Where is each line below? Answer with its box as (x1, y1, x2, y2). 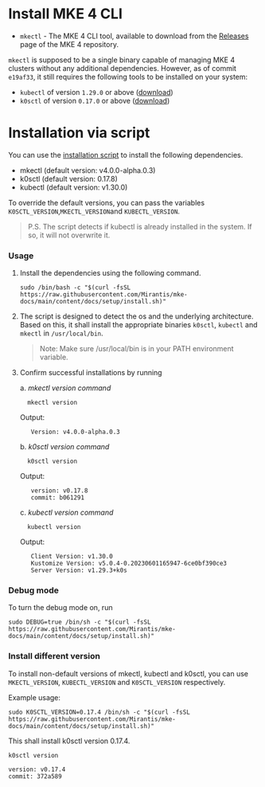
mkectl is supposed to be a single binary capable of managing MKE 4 (8, 55, 236, 65)
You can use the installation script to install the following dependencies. (8, 150, 244, 159)
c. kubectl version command (19, 507, 114, 518)
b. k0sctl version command (19, 442, 110, 452)
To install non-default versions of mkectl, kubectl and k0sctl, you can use (8, 668, 249, 678)
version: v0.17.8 (30, 487, 88, 495)
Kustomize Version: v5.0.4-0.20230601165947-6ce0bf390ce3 (30, 559, 228, 568)
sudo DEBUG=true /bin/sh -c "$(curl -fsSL (8, 618, 151, 626)
